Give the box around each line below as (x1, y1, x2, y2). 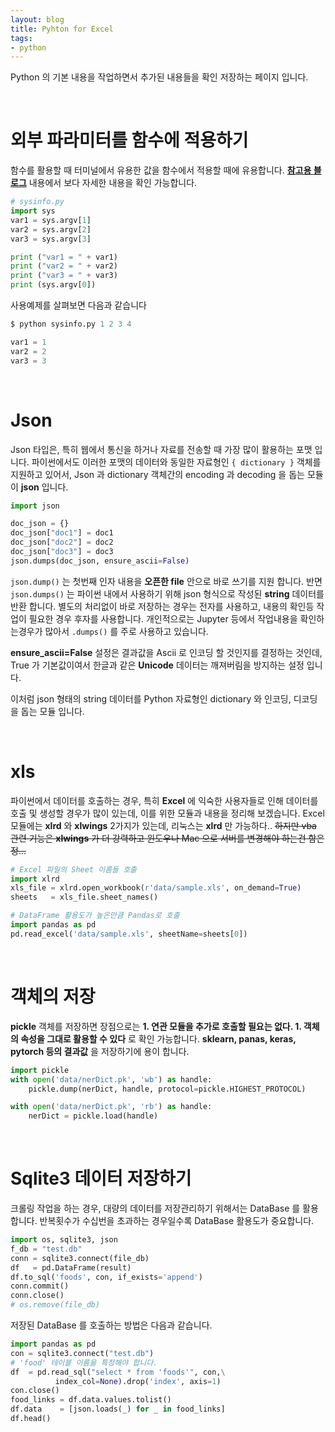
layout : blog (10, 14, 65, 25)
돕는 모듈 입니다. (20, 705, 85, 717)
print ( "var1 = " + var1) (10, 252, 118, 262)
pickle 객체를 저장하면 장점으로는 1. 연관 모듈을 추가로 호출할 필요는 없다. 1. (10, 1020, 302, 1032)
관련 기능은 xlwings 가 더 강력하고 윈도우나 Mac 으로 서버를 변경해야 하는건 (10, 832, 307, 844)
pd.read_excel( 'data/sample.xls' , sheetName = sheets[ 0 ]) (10, 929, 248, 939)
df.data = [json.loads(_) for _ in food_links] (10, 1404, 226, 1415)
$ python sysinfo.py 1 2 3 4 (10, 319, 132, 330)
